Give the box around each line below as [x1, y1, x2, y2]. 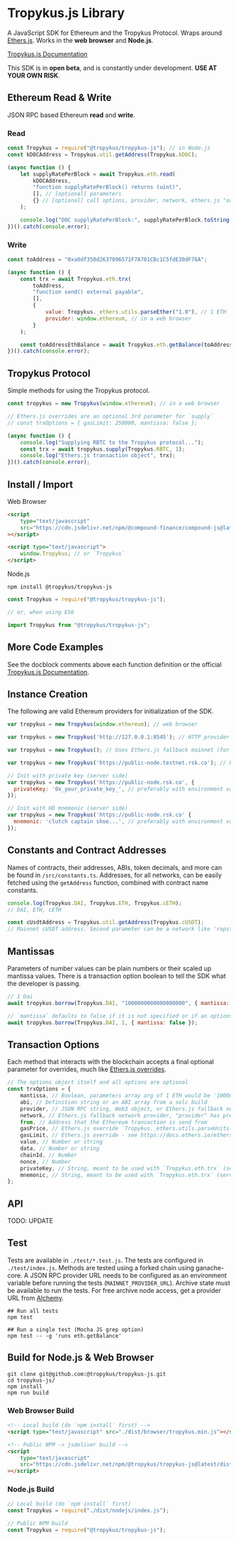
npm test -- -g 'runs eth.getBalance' [7, 1332, 122, 1339]
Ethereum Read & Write [7, 92, 112, 104]
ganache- [195, 1263, 225, 1272]
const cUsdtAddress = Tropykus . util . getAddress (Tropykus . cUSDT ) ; [7, 919, 204, 926]
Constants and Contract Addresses [7, 844, 166, 857]
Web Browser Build [7, 1405, 74, 1415]
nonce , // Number [20, 1158, 72, 1165]
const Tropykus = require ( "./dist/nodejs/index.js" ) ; [7, 1507, 170, 1515]
